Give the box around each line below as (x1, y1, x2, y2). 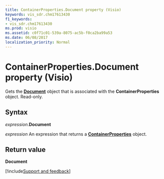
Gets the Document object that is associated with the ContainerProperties (5, 88, 160, 94)
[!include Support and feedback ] (5, 168, 71, 175)
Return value (5, 145, 46, 154)
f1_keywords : (5, 16, 32, 21)
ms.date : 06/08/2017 (5, 35, 48, 40)
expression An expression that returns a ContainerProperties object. (5, 131, 147, 137)
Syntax (5, 108, 28, 117)
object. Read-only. (5, 93, 43, 100)
